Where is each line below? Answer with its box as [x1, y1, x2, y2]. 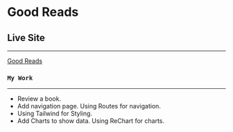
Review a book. [17, 94, 61, 103]
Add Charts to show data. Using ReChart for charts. [17, 117, 165, 125]
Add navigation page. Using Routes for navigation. [17, 102, 162, 110]
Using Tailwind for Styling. [17, 109, 92, 118]
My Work [7, 74, 33, 82]
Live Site [7, 32, 45, 44]
